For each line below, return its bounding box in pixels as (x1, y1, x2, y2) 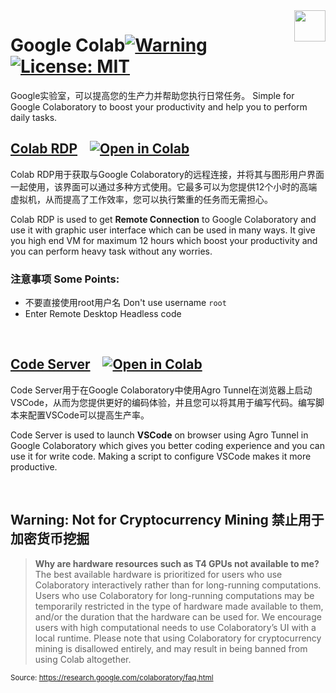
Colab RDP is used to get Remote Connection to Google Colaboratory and (10, 213, 317, 225)
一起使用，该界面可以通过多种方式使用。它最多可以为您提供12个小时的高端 (10, 180, 318, 193)
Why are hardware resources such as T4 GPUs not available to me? (34, 557, 320, 569)
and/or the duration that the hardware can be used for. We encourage (34, 610, 322, 623)
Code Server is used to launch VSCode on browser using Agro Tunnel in (10, 429, 309, 441)
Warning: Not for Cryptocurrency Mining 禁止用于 (10, 512, 325, 529)
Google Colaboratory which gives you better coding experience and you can (10, 439, 325, 451)
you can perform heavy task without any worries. (10, 245, 213, 257)
